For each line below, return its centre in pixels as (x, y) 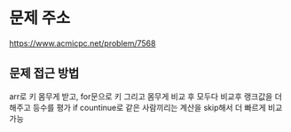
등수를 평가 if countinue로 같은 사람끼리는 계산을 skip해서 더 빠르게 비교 (157, 107)
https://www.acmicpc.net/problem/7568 (83, 43)
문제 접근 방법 (44, 73)
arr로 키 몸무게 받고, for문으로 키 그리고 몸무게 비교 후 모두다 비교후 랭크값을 (141, 96)
